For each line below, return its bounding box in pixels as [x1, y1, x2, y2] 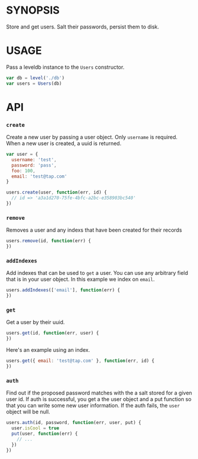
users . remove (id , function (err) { [6, 238, 92, 244]
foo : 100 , [11, 168, 35, 174]
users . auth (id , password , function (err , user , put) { [6, 420, 142, 426]
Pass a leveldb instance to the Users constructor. [6, 63, 125, 70]
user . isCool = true [11, 425, 60, 431]
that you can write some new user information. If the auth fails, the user [6, 402, 180, 409]
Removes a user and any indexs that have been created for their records [6, 226, 182, 234]
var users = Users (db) [6, 81, 62, 86]
